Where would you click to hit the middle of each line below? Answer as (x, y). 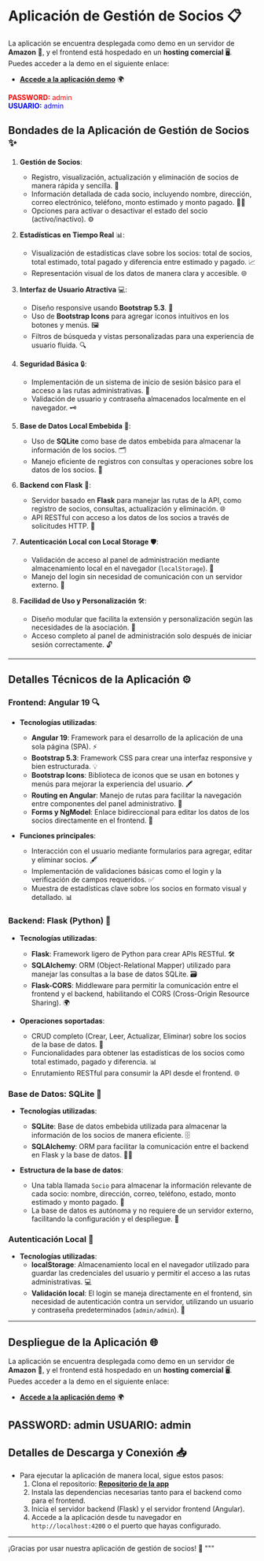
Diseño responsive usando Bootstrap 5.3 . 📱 (102, 307)
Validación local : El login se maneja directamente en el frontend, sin (142, 1293)
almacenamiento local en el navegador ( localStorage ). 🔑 (123, 568)
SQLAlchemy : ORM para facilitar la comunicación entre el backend (140, 1147)
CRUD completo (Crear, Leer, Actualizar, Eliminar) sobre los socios (139, 1036)
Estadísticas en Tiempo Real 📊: (72, 235)
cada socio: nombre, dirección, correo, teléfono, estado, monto (134, 1194)
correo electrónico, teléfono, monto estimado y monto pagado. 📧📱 (138, 202)
